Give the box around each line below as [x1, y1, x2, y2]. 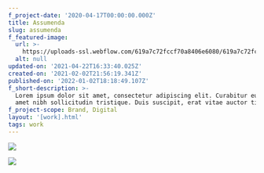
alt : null [15, 56, 47, 63]
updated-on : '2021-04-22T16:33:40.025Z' [8, 63, 143, 70]
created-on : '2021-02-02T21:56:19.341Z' [8, 70, 143, 77]
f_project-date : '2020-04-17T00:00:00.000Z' [8, 11, 156, 20]
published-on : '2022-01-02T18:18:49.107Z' [8, 77, 149, 85]
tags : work [8, 121, 44, 128]
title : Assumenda [8, 19, 65, 27]
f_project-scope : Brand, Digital [8, 106, 118, 114]
